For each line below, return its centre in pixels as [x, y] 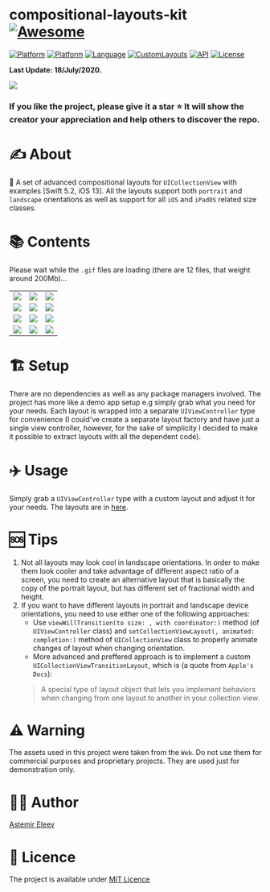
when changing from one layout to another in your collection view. [150, 698]
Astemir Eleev [32, 824]
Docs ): [43, 674]
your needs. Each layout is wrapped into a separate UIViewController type [132, 411]
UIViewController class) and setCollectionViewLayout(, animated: [144, 631]
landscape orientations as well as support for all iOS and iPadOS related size [133, 199]
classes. [23, 208]
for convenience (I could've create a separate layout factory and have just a [134, 419]
